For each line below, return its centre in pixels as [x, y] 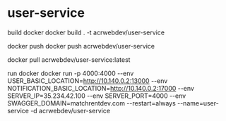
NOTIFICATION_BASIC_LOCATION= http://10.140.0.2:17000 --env [101, 88]
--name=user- [198, 103]
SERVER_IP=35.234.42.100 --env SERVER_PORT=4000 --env [97, 96]
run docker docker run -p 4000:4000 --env [71, 73]
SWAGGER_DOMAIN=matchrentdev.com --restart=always [92, 103]
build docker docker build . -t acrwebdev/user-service [86, 32]
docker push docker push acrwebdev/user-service [81, 46]
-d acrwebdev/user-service [71, 110]
